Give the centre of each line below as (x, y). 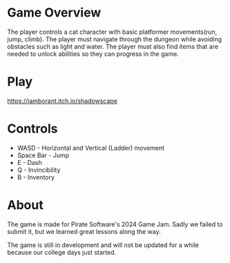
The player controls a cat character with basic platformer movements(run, (112, 32)
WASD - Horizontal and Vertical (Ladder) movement (90, 148)
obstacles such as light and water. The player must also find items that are (113, 46)
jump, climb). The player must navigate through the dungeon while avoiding (115, 39)
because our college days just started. (61, 252)
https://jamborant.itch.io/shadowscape (62, 101)
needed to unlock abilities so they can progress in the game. (93, 54)
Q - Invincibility (39, 170)
